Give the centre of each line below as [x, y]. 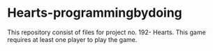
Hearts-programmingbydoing [95, 13]
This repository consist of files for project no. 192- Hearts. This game [106, 32]
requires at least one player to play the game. [72, 39]
